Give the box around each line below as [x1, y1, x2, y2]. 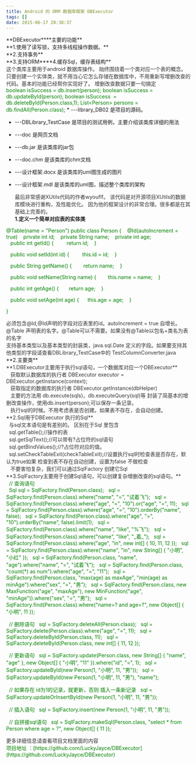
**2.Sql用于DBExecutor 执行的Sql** [6, 414, 94, 421]
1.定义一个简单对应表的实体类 [14, 215, 86, 223]
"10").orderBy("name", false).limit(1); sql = [6, 519, 110, 526]
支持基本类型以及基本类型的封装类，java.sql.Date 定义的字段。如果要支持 [6, 342, 183, 349]
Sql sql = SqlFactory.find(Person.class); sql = [8, 487, 121, 494]
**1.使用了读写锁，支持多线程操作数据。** [6, 43, 109, 50]
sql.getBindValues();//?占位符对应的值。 [8, 443, 105, 450]
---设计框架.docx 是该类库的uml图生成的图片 [14, 168, 123, 176]
